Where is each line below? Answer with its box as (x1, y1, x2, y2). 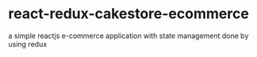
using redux (8, 39, 48, 48)
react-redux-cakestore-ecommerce (8, 5, 250, 23)
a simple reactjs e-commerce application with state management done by (8, 31, 249, 40)
